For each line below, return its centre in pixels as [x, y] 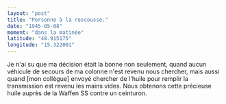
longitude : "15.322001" [41, 45]
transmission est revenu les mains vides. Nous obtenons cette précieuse [110, 86]
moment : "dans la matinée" [46, 32]
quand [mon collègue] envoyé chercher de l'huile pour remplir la [98, 79]
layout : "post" [29, 13]
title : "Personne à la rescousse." [58, 20]
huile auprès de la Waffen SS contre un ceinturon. [77, 93]
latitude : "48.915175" [39, 39]
